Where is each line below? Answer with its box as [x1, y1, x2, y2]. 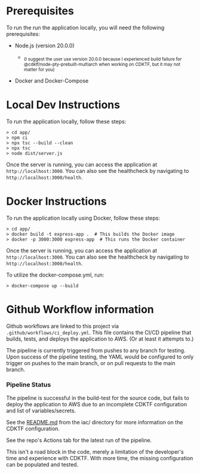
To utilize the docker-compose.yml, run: [6, 271, 104, 278]
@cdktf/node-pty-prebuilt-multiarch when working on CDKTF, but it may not [23, 61, 181, 67]
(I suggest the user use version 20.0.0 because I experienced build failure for [23, 56, 182, 62]
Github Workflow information [6, 302, 154, 316]
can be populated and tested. [6, 461, 79, 468]
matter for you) [23, 66, 55, 72]
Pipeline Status [6, 381, 51, 389]
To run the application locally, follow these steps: [6, 118, 127, 125]
